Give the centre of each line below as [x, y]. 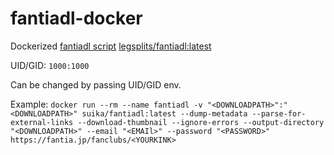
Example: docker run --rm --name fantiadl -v [106, 104]
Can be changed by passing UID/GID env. [96, 84]
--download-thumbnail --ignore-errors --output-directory [201, 122]
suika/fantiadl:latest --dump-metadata [164, 113]
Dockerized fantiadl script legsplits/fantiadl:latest [111, 46]
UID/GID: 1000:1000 [50, 65]
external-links [42, 122]
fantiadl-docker [76, 18]
